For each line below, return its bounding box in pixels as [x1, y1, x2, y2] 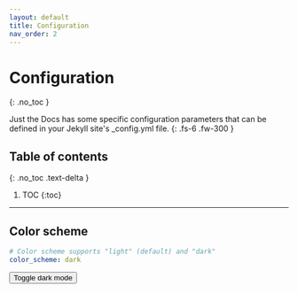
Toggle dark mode [13, 273, 73, 282]
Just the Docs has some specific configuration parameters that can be [9, 114, 267, 125]
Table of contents [9, 149, 108, 164]
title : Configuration [9, 21, 90, 30]
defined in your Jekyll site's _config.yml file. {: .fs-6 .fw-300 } [9, 123, 234, 134]
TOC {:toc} [21, 189, 62, 200]
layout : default [9, 12, 69, 22]
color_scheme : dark [9, 255, 82, 264]
